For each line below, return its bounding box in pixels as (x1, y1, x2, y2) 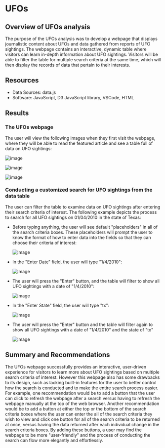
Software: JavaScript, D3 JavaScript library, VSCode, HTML (12, 94, 134, 100)
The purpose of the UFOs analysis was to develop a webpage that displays (5, 36, 158, 41)
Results (5, 109, 29, 118)
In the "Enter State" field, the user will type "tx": (12, 302, 110, 308)
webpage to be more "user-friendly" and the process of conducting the (5, 432, 151, 438)
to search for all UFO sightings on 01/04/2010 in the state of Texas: (5, 214, 141, 220)
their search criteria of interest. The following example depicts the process (5, 209, 157, 215)
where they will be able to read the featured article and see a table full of (5, 140, 153, 146)
